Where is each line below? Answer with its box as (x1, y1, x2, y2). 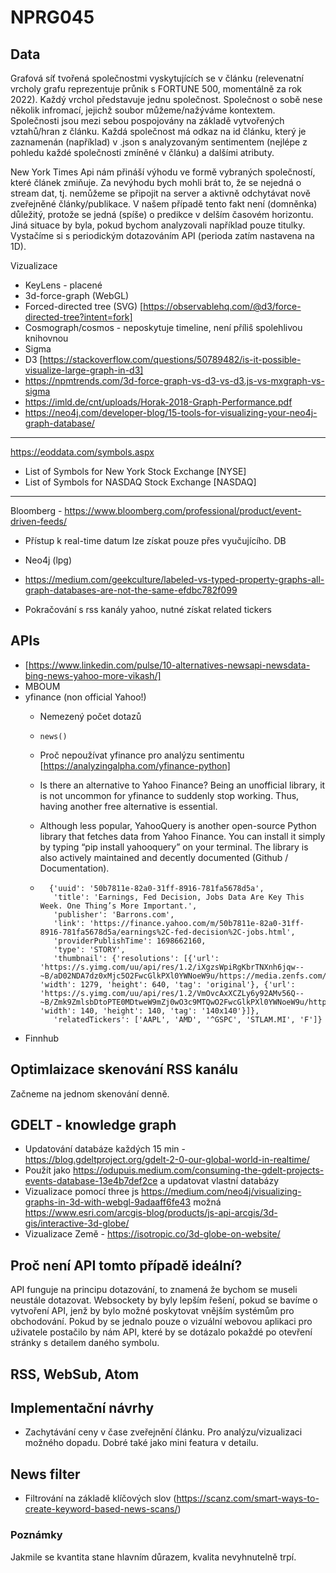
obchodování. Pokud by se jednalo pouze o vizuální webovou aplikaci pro (10, 1316, 313, 1328)
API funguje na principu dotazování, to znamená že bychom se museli (10, 1284, 298, 1296)
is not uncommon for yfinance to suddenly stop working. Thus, (39, 789, 300, 801)
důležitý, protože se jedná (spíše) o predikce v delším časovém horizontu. (10, 209, 314, 220)
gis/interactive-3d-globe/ (24, 1217, 130, 1230)
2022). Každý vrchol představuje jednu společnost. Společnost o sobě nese (10, 94, 323, 105)
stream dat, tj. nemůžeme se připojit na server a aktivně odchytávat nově (10, 187, 311, 199)
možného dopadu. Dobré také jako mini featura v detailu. (24, 1437, 259, 1449)
